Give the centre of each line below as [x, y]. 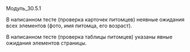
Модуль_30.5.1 [24, 8]
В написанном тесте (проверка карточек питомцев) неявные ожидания [95, 19]
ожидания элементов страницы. [46, 43]
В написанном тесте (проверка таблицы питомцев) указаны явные [89, 37]
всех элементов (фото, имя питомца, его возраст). [69, 26]
